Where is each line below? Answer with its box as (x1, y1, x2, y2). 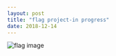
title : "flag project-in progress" (7, 16, 110, 23)
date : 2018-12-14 (7, 23, 57, 29)
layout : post (7, 10, 45, 17)
